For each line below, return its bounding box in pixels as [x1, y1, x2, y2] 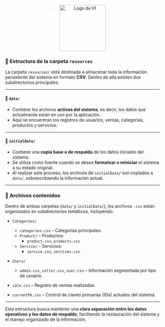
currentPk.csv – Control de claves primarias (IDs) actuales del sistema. [12, 292, 156, 297]
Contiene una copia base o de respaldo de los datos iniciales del [12, 149, 144, 155]
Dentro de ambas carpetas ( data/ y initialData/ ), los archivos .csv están [5, 203, 155, 209]
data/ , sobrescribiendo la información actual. [12, 175, 104, 181]
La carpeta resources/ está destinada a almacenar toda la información [5, 69, 147, 75]
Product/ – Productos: [19, 233, 64, 238]
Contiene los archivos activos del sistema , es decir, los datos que [12, 106, 146, 112]
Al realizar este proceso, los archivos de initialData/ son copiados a [12, 170, 153, 176]
